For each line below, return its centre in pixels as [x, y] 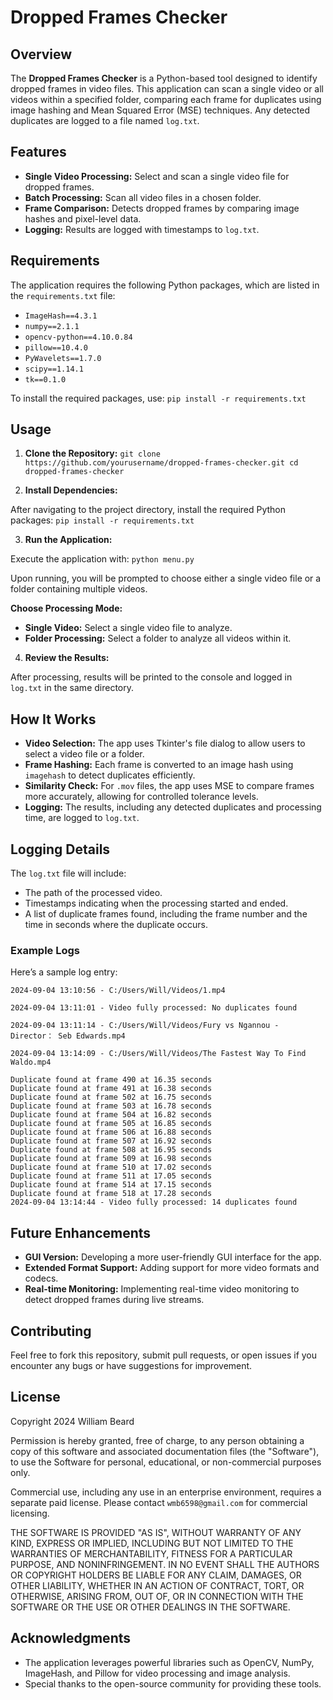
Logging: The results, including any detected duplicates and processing [173, 807]
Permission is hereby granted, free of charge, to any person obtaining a [157, 1440]
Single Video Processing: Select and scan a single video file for [157, 176]
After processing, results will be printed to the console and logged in [151, 677]
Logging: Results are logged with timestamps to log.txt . [142, 229]
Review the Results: [67, 658]
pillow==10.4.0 [56, 347]
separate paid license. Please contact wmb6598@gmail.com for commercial [159, 1502]
